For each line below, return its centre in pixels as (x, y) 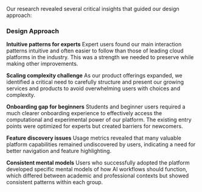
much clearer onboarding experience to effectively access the (84, 113)
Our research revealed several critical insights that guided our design (93, 9)
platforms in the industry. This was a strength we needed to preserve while (100, 57)
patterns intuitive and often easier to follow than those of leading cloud (95, 51)
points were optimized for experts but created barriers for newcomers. (95, 126)
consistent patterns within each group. (55, 182)
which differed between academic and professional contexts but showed (98, 176)
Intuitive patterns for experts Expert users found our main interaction (94, 44)
